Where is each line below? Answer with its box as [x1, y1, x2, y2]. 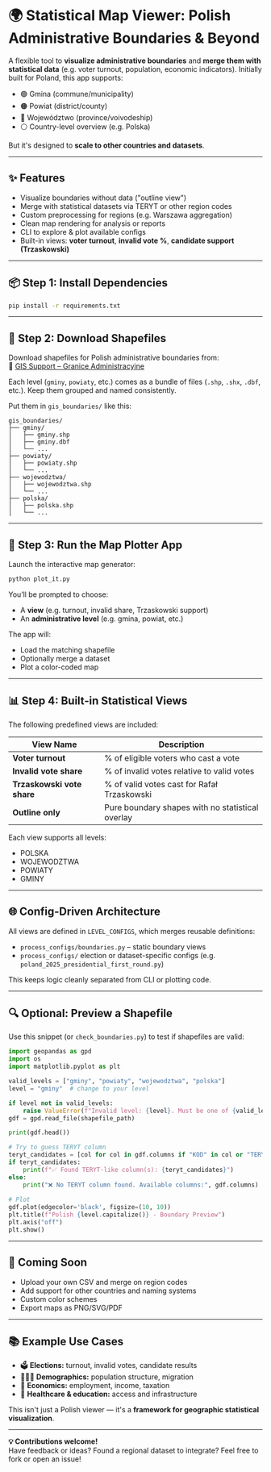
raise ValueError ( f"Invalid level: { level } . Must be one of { [23, 1107, 236, 1115]
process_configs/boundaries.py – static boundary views [19, 941, 206, 952]
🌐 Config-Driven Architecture [8, 905, 161, 919]
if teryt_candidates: [8, 1158, 81, 1166]
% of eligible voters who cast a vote [104, 752, 240, 763]
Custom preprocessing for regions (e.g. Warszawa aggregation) [19, 210, 232, 219]
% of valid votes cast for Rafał [104, 778, 218, 790]
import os [8, 1055, 42, 1063]
